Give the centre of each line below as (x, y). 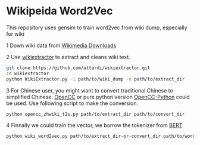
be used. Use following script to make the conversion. (72, 103)
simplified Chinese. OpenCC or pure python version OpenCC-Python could (98, 97)
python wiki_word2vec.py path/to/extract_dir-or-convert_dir (84, 136)
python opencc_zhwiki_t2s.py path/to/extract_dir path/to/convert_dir (96, 114)
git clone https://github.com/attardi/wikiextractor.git (78, 68)
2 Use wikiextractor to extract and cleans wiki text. (68, 57)
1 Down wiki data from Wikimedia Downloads (61, 45)
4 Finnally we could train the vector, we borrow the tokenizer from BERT (94, 125)
